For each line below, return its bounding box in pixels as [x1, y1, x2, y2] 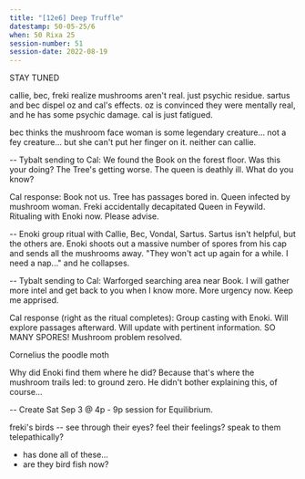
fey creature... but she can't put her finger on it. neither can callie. [9, 137, 257, 148]
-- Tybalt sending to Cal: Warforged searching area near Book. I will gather [9, 276, 290, 286]
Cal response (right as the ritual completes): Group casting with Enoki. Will [9, 312, 289, 324]
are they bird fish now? [22, 459, 109, 470]
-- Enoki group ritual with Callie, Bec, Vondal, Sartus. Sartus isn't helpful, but [9, 229, 296, 240]
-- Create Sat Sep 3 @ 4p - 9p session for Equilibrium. [9, 404, 214, 415]
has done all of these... [22, 449, 109, 461]
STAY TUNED [9, 72, 60, 83]
